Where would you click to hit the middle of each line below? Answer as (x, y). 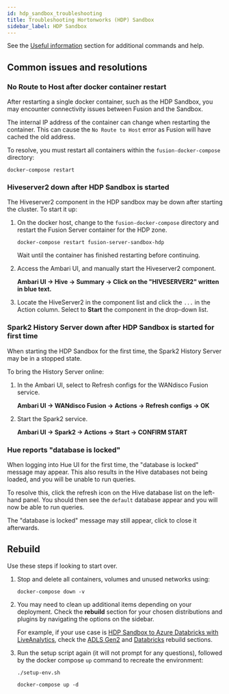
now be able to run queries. (46, 507)
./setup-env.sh (39, 673)
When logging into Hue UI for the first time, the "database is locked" (103, 464)
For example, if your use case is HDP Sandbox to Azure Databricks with (118, 632)
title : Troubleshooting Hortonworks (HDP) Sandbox (81, 20)
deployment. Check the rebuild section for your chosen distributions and (120, 612)
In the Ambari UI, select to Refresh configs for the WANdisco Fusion (112, 385)
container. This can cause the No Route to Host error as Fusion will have (109, 130)
